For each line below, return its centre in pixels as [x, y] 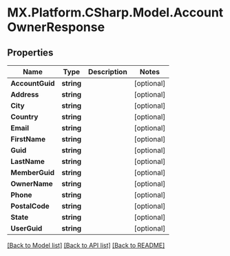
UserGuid [27, 228]
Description [108, 72]
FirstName [28, 139]
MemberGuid [33, 173]
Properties [30, 53]
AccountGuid [33, 83]
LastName [28, 161]
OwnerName [32, 184]
